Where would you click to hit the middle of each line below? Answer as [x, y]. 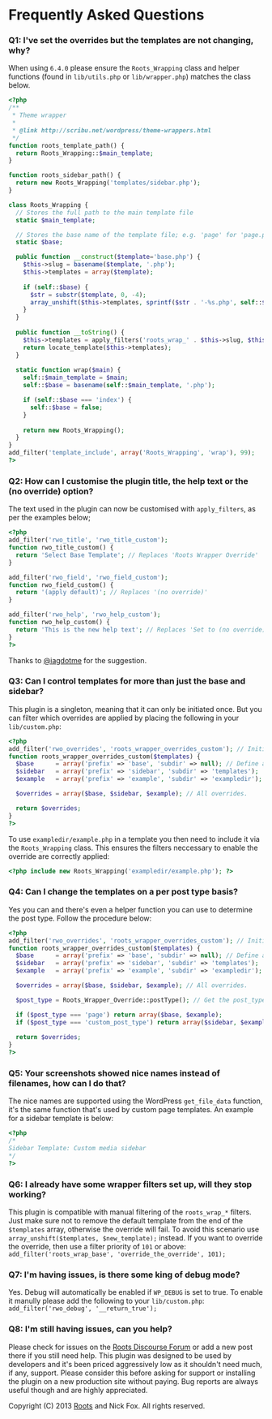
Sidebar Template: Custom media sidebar [78, 1149]
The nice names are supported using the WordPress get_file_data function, [136, 1101]
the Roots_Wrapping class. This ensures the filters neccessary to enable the [133, 848]
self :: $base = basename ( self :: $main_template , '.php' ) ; [119, 386]
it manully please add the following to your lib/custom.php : [106, 1301]
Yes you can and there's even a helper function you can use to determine [131, 909]
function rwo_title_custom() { [61, 548]
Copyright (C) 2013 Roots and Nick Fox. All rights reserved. [107, 1405]
